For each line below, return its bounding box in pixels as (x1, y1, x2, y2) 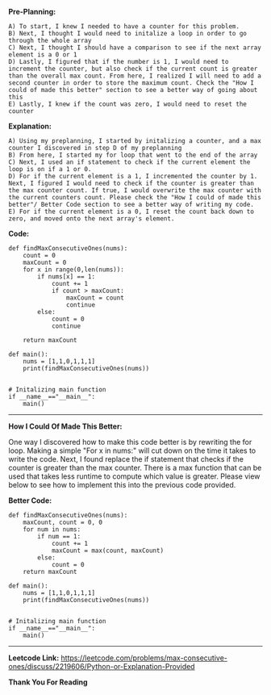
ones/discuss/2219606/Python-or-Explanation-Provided (8, 662, 195, 671)
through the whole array (8, 36, 92, 44)
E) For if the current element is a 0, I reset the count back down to (8, 207, 254, 216)
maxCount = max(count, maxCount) (51, 546, 164, 555)
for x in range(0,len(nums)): (23, 266, 125, 274)
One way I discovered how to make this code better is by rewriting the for (8, 438, 252, 446)
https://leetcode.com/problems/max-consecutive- (60, 653, 227, 663)
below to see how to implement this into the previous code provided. (8, 480, 236, 489)
